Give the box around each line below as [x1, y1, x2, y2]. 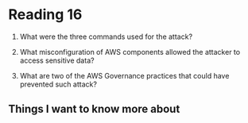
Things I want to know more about [8, 102, 180, 116]
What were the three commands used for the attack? [19, 32, 193, 41]
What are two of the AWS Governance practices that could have [19, 71, 230, 80]
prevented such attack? [19, 79, 98, 89]
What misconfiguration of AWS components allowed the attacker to [19, 47, 241, 56]
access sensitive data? [19, 56, 95, 65]
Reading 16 [8, 6, 83, 24]
